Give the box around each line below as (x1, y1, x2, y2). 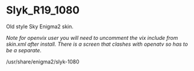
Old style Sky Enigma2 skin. (6, 23, 73, 30)
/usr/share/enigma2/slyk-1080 (6, 58, 79, 65)
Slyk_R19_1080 (6, 4, 80, 17)
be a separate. (6, 46, 42, 53)
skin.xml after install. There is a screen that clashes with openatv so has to (6, 40, 188, 48)
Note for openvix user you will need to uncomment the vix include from (6, 34, 178, 41)
